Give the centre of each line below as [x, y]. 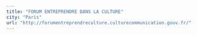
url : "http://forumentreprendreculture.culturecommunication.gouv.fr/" [99, 23]
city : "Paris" [24, 17]
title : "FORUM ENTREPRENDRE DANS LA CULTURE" [65, 12]
